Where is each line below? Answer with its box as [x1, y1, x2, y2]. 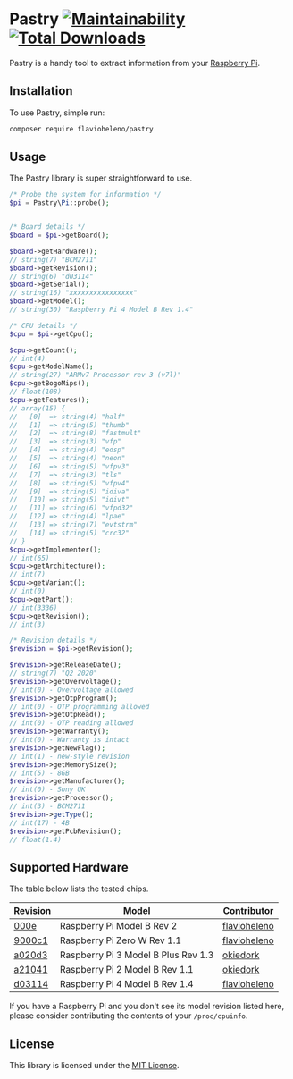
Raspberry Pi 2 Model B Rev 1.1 [59, 964, 194, 976]
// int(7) [9, 570, 46, 579]
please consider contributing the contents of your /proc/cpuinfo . [9, 1010, 248, 1021]
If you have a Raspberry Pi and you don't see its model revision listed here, [9, 1001, 284, 1012]
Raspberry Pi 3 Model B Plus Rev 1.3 [59, 948, 214, 961]
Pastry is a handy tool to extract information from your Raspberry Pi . [9, 57, 261, 68]
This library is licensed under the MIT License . [9, 1060, 180, 1071]
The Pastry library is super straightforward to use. [9, 173, 193, 183]
